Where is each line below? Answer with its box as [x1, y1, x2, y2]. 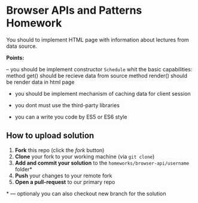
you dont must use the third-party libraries [14, 101, 120, 108]
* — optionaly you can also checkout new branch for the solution [6, 190, 166, 197]
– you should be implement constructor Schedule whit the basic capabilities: [6, 65, 193, 72]
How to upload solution [6, 131, 95, 141]
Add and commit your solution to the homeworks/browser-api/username [14, 159, 190, 166]
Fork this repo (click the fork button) [14, 146, 105, 153]
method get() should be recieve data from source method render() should [6, 72, 187, 79]
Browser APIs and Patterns [6, 4, 142, 17]
